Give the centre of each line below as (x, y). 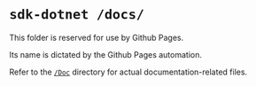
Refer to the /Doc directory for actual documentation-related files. (128, 72)
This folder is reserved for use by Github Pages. (97, 37)
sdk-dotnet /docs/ (77, 15)
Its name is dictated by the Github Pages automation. (105, 54)
